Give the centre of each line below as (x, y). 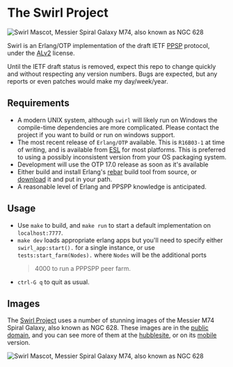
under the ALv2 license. (41, 53)
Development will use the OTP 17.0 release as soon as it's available (113, 164)
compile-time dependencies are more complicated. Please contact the (118, 127)
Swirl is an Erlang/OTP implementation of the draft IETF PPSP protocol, (109, 45)
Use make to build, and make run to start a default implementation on (114, 225)
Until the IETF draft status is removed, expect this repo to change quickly (112, 66)
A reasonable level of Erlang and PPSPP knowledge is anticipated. (112, 187)
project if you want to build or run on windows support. (96, 134)
